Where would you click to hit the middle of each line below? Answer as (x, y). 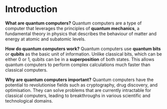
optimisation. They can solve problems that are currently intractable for (78, 90)
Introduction (31, 9)
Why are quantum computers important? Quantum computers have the (79, 79)
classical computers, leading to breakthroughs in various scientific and (78, 95)
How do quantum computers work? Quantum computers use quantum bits (83, 48)
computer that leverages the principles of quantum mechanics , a (72, 28)
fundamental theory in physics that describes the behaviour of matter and (81, 33)
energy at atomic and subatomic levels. (45, 39)
